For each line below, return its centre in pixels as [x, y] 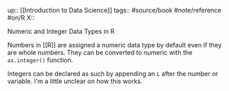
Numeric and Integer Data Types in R [61, 31]
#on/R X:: [21, 18]
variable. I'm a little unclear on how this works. [75, 81]
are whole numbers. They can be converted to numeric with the [100, 53]
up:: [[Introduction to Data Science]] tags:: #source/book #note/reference [114, 10]
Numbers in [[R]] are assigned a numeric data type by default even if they [114, 45]
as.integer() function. [40, 60]
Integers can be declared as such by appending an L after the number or [113, 74]
